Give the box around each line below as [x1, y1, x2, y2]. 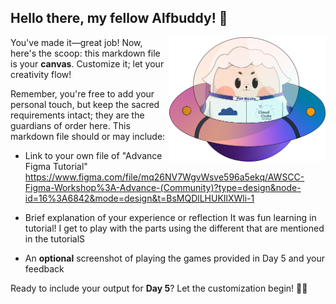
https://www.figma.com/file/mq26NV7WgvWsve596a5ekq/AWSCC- [24, 171, 305, 183]
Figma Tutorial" [24, 160, 88, 172]
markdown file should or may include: [10, 130, 166, 142]
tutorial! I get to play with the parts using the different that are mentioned [24, 222, 325, 234]
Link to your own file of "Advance [24, 149, 163, 161]
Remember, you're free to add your [10, 87, 155, 100]
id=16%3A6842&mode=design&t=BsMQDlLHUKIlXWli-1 [24, 192, 255, 204]
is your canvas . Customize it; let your [10, 57, 165, 70]
